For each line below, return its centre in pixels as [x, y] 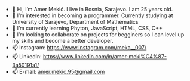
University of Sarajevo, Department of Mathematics [75, 22]
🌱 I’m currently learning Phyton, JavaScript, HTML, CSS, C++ [87, 28]
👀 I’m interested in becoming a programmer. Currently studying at [92, 15]
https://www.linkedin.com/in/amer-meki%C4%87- [105, 56]
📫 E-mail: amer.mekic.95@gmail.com [58, 72]
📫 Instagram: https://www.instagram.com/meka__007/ [79, 47]
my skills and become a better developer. [62, 41]
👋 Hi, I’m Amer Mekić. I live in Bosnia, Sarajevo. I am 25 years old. [92, 9]
